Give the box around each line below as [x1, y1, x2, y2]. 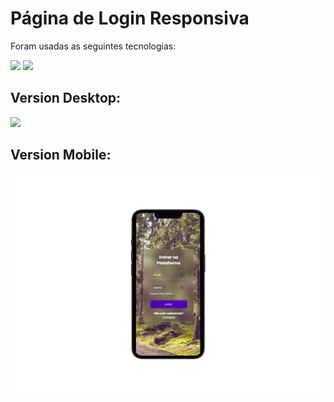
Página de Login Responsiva [10, 7, 250, 30]
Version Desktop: [10, 90, 122, 107]
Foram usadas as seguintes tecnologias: [10, 40, 177, 52]
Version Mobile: [10, 147, 112, 164]
